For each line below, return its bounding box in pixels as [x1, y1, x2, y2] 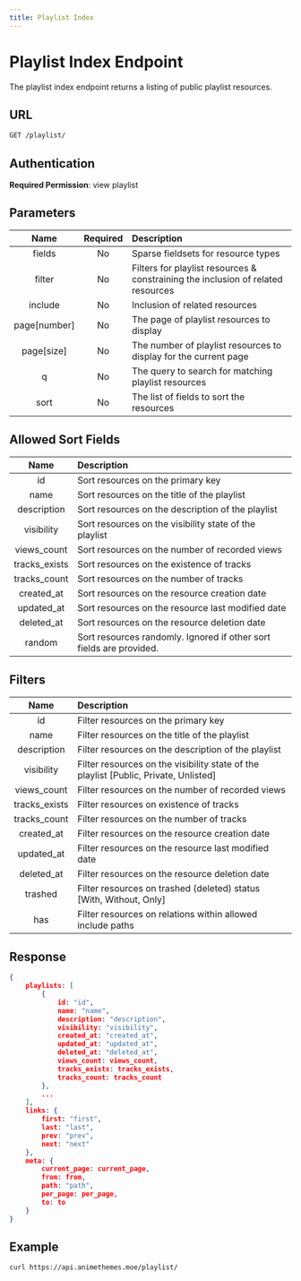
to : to [41, 1198, 66, 1207]
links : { [25, 1106, 58, 1115]
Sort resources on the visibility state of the [77, 517, 256, 529]
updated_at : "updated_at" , [56, 1040, 159, 1049]
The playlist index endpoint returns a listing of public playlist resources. [9, 82, 273, 92]
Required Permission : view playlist [9, 180, 139, 191]
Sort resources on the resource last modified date [77, 601, 287, 614]
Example [9, 1239, 59, 1254]
